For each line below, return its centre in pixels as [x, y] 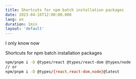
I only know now [22, 43]
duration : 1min [21, 24]
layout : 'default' [25, 29]
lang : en [15, 19]
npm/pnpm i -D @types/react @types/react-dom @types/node [68, 62]
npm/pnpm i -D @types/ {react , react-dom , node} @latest [62, 71]
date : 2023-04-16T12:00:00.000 [38, 15]
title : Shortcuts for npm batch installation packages [65, 10]
